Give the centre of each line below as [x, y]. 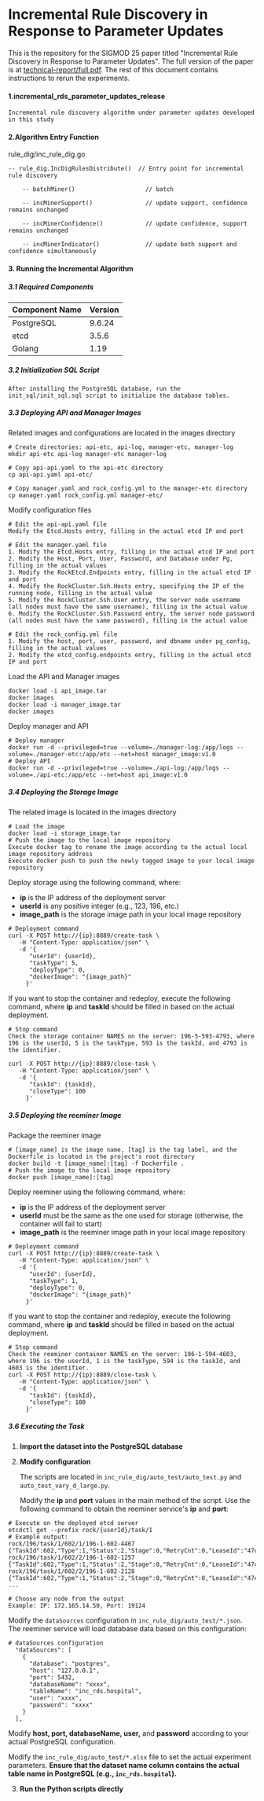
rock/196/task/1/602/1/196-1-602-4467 [71, 1544]
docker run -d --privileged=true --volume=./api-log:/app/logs [114, 768]
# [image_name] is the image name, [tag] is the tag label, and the [123, 1149]
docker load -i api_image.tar [58, 691]
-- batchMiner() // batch [98, 189]
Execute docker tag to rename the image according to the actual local [128, 847]
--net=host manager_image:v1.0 [165, 754]
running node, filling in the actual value [81, 593]
